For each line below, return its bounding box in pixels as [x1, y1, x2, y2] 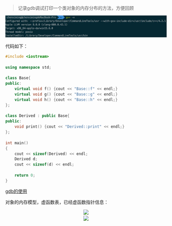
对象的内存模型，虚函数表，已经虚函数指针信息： [5, 199, 109, 205]
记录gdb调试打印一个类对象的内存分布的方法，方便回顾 [17, 5, 134, 11]
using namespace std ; [5, 65, 52, 70]
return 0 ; [14, 173, 36, 178]
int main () [5, 140, 29, 146]
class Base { [5, 75, 31, 81]
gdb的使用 [5, 188, 27, 194]
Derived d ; [14, 156, 38, 162]
